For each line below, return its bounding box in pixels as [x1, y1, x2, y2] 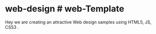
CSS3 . [5, 24, 19, 30]
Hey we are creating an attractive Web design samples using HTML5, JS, [5, 19, 152, 25]
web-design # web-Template [5, 3, 124, 14]
